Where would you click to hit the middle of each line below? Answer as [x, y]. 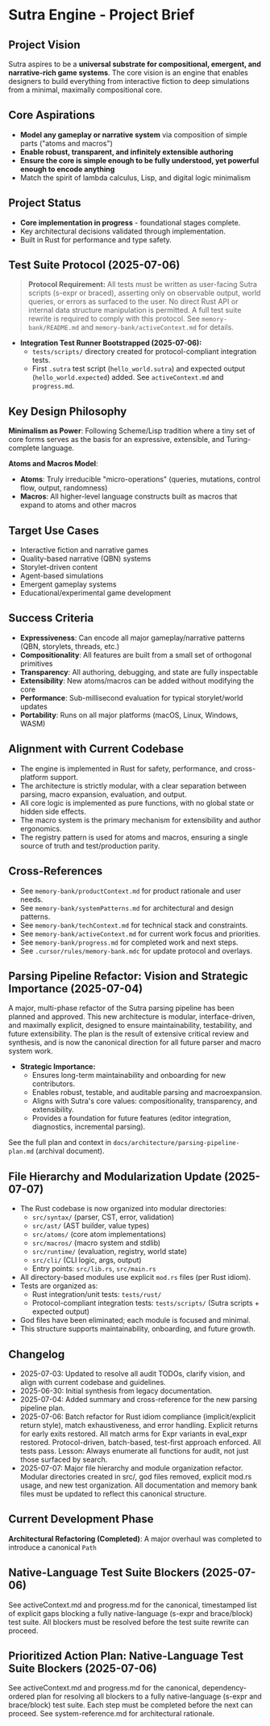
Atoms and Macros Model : [53, 464]
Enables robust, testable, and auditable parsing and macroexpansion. [147, 1092]
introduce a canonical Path [52, 1547]
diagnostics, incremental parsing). [89, 1127]
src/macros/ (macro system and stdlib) [96, 1243]
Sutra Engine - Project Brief [102, 15]
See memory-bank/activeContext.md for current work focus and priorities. [140, 933]
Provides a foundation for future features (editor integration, [131, 1118]
